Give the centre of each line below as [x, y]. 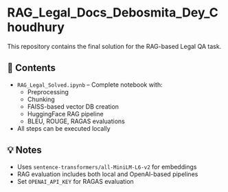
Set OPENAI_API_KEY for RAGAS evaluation [75, 181]
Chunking [41, 99]
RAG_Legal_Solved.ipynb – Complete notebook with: [90, 85]
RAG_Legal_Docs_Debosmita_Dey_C [113, 13]
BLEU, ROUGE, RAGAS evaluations [76, 121]
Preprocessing [48, 92]
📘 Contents [32, 68]
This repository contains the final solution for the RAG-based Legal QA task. [114, 46]
